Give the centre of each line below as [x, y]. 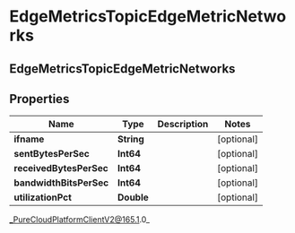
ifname [29, 139]
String [131, 139]
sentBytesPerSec [52, 154]
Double [134, 197]
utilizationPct [43, 197]
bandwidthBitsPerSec [61, 183]
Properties [39, 99]
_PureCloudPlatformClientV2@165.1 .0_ [80, 220]
